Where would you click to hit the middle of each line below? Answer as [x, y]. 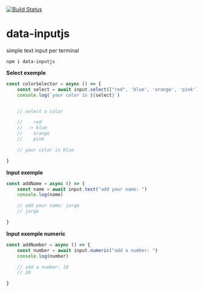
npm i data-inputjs [31, 61]
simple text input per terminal [43, 50]
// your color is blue [46, 150]
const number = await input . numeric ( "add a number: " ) [88, 250]
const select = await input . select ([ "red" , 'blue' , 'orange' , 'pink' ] [108, 89]
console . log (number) [43, 256]
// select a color [40, 111]
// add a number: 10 [43, 267]
